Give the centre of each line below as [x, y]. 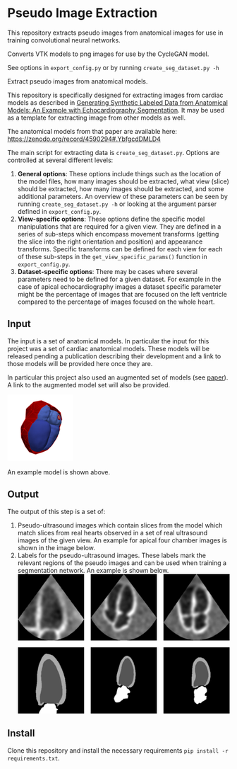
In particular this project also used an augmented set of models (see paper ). [118, 377]
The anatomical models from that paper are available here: [92, 131]
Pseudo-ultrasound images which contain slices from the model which [120, 525]
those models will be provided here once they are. [80, 363]
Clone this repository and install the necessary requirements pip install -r [118, 750]
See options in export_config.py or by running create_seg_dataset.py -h [114, 67]
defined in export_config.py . [59, 211]
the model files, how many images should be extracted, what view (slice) [123, 181]
